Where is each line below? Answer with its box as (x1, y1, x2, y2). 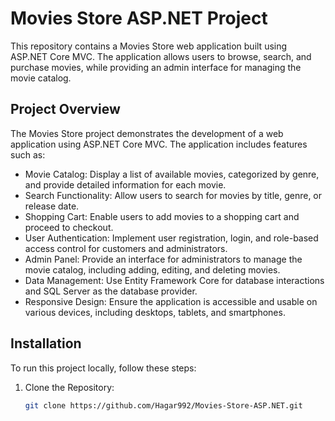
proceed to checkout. (24, 221, 114, 233)
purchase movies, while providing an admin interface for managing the (10, 61, 302, 73)
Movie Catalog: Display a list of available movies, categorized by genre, (24, 168, 320, 180)
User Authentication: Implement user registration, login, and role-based (24, 232, 319, 244)
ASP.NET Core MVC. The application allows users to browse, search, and (10, 50, 312, 62)
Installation (10, 335, 82, 352)
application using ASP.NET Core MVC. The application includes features (10, 138, 308, 150)
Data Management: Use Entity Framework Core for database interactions (24, 274, 325, 286)
